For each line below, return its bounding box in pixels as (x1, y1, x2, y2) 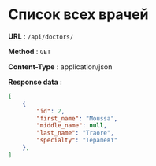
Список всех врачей (8, 6, 149, 24)
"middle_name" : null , (36, 122, 108, 130)
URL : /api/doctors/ (8, 31, 74, 41)
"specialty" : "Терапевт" (36, 136, 118, 145)
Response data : (8, 77, 63, 87)
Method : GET (8, 46, 51, 56)
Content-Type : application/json (8, 61, 113, 72)
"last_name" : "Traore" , (36, 129, 114, 137)
